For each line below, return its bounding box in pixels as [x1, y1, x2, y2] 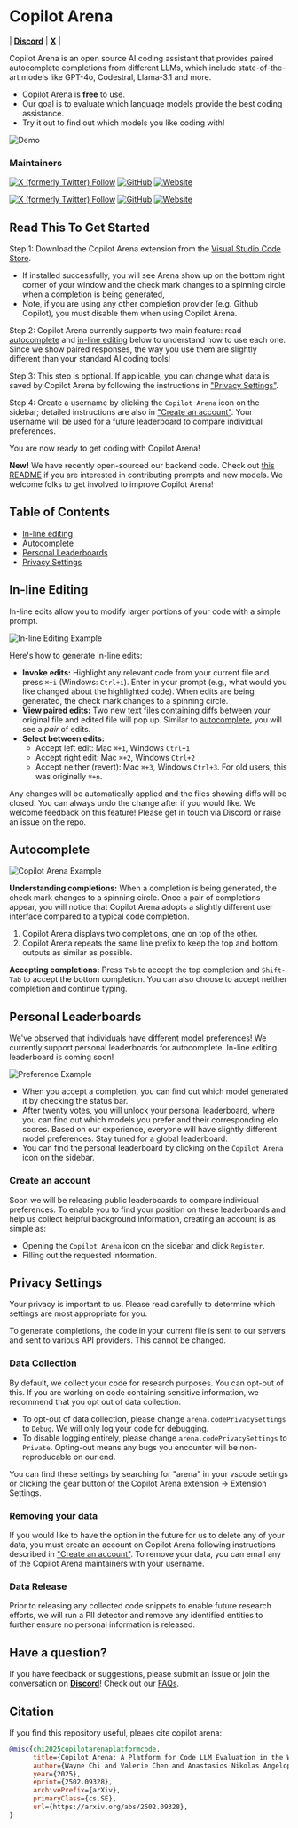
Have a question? [9, 1645, 108, 1660]
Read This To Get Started [9, 220, 151, 235]
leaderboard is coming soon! [9, 1051, 114, 1063]
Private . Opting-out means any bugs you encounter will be [21, 1441, 238, 1452]
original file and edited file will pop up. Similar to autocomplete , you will [21, 714, 282, 725]
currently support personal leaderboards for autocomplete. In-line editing [9, 1042, 278, 1053]
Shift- [261, 966, 286, 975]
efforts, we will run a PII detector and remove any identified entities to [9, 1610, 263, 1621]
